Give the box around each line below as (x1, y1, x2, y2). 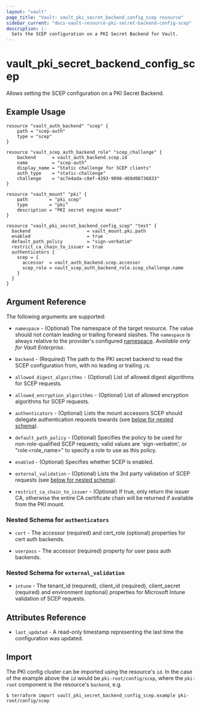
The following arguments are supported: (6, 313, 106, 320)
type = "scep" (17, 133, 52, 139)
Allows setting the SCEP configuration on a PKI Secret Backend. (6, 90, 164, 97)
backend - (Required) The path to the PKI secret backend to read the (14, 355, 183, 362)
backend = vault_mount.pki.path (11, 228, 146, 234)
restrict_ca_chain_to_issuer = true (11, 244, 103, 250)
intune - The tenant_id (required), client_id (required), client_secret (14, 582, 181, 589)
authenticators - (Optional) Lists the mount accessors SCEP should (14, 409, 183, 416)
